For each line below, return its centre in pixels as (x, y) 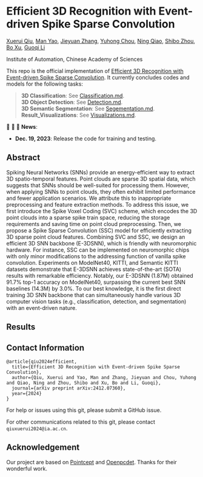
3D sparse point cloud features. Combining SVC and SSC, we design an (96, 237)
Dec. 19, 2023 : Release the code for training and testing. (85, 139)
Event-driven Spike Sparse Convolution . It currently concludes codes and (98, 77)
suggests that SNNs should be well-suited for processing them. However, (98, 185)
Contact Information (45, 348)
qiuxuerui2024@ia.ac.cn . (37, 428)
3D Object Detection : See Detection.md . (72, 102)
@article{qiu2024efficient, (42, 362)
